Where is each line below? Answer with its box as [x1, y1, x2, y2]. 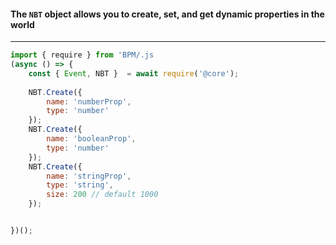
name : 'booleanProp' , [46, 134, 137, 144]
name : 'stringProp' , [46, 171, 132, 181]
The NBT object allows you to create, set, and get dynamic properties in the [10, 8, 325, 20]
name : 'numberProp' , [46, 96, 132, 107]
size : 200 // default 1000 [46, 190, 159, 200]
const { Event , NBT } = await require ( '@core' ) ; [28, 68, 240, 79]
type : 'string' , [46, 180, 114, 190]
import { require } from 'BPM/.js [10, 50, 155, 60]
